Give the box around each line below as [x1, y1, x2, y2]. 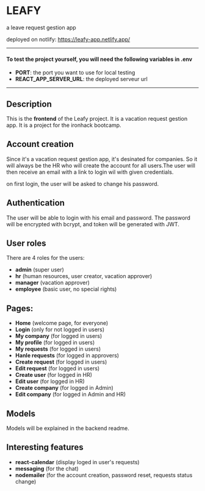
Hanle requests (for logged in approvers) [15, 352, 120, 359]
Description [6, 99, 52, 109]
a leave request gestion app [6, 24, 76, 31]
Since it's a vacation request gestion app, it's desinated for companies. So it [6, 155, 198, 162]
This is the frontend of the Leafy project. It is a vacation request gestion [6, 115, 188, 122]
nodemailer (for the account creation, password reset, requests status [15, 471, 193, 479]
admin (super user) [15, 266, 64, 273]
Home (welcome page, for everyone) [15, 320, 109, 327]
